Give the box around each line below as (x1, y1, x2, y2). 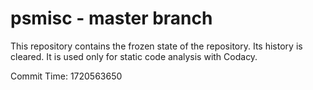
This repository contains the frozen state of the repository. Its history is (10, 40, 303, 52)
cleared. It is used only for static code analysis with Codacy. (10, 50, 258, 62)
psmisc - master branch (10, 7, 213, 30)
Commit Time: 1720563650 (10, 70, 123, 82)
